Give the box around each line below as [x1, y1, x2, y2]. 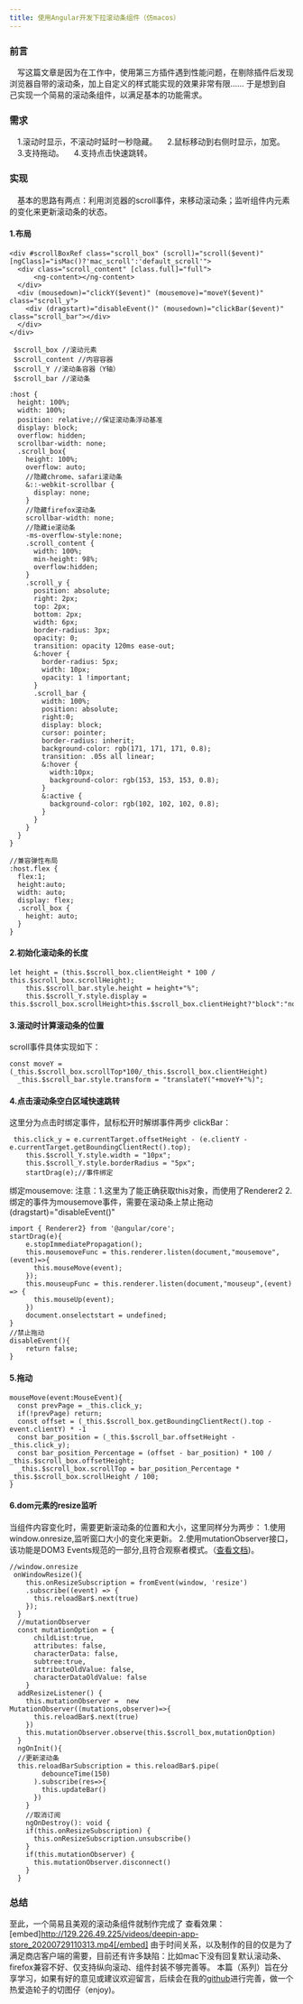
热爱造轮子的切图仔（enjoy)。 [9, 1984, 120, 1995]
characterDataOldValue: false [32, 1673, 147, 1682]
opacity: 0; [32, 633, 78, 642]
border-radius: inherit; [41, 736, 135, 745]
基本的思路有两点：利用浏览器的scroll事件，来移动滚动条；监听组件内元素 [17, 195, 290, 206]
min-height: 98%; [32, 554, 99, 564]
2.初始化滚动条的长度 [9, 947, 88, 958]
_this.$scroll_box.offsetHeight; [9, 1456, 135, 1465]
